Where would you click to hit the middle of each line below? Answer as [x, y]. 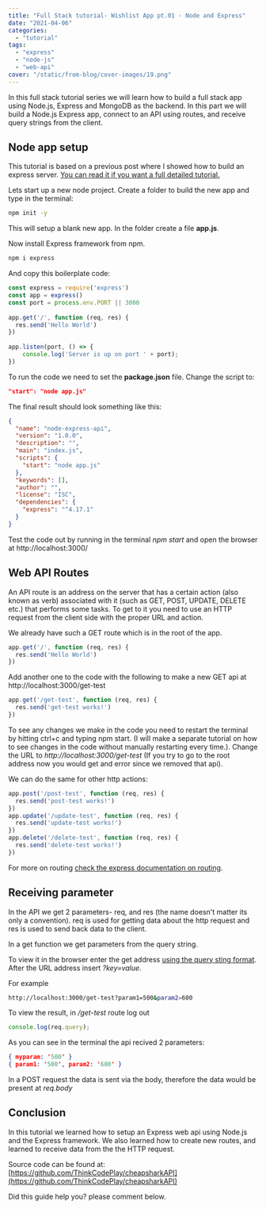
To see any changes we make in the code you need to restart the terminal [128, 730]
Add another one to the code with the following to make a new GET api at [127, 677]
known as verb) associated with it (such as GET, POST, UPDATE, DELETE [127, 601]
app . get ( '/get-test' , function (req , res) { [83, 700]
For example [28, 983]
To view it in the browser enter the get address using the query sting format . [133, 959]
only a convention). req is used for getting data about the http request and [129, 920]
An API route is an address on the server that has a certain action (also [123, 592]
